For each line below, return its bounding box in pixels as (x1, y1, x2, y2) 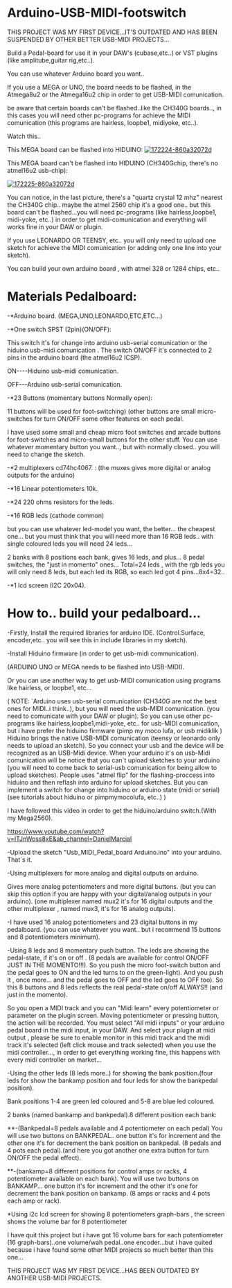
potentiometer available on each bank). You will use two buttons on (7, 1174, 199, 1182)
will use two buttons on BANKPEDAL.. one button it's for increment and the (7, 1131, 221, 1139)
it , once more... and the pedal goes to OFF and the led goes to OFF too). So (7, 976, 224, 984)
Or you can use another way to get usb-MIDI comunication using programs (7, 676, 222, 685)
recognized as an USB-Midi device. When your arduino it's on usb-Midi (7, 748, 211, 757)
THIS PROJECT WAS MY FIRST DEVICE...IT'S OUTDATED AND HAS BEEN (7, 28, 218, 36)
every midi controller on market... (7, 1055, 102, 1064)
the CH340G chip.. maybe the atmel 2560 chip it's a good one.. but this (7, 200, 211, 209)
